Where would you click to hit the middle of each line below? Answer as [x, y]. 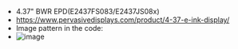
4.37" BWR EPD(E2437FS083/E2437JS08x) [87, 11]
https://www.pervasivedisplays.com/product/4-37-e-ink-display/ [123, 20]
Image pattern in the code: [59, 28]
